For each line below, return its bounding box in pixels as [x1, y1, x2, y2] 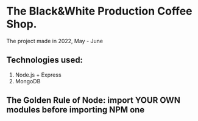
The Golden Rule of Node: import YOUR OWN [6, 95, 181, 106]
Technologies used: [6, 55, 83, 65]
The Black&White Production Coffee [6, 4, 193, 18]
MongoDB [15, 77, 41, 85]
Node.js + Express [15, 71, 62, 78]
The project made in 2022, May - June [6, 37, 104, 44]
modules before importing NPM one [6, 105, 145, 115]
